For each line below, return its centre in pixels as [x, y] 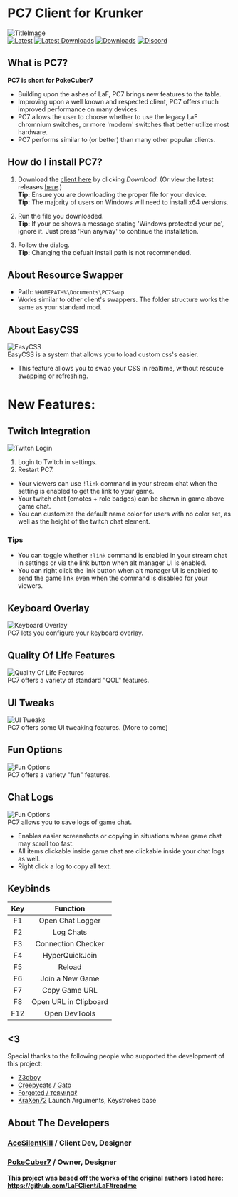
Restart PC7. [36, 470]
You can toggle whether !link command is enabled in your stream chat [122, 556]
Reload [70, 967]
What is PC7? [38, 63]
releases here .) [40, 186]
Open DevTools [70, 1013]
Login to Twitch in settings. [57, 462]
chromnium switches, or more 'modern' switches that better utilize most [123, 124]
